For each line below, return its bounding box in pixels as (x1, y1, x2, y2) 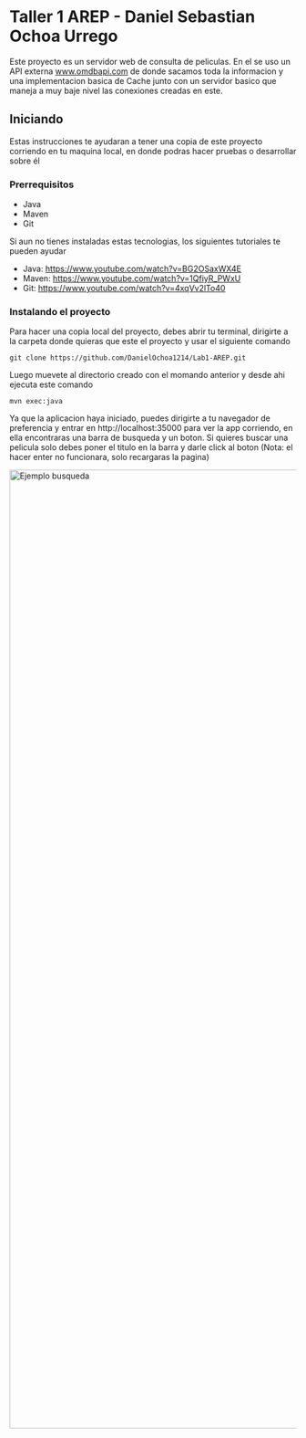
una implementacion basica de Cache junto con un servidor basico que (9, 75, 277, 86)
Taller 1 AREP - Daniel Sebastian (9, 6, 256, 27)
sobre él (9, 155, 41, 166)
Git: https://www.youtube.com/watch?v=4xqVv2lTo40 (22, 283, 226, 294)
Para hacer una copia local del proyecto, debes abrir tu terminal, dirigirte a (9, 326, 289, 337)
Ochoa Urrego (9, 26, 118, 47)
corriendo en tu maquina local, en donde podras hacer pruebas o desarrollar (9, 145, 297, 156)
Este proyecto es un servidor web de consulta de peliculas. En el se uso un (9, 56, 291, 67)
